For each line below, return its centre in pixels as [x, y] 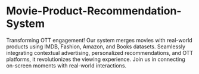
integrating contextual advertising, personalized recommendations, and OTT [100, 53]
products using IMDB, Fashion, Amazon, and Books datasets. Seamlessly [96, 47]
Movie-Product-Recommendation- [94, 11]
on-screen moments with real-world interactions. [66, 65]
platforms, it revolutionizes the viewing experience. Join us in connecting [96, 59]
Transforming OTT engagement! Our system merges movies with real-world [99, 40]
